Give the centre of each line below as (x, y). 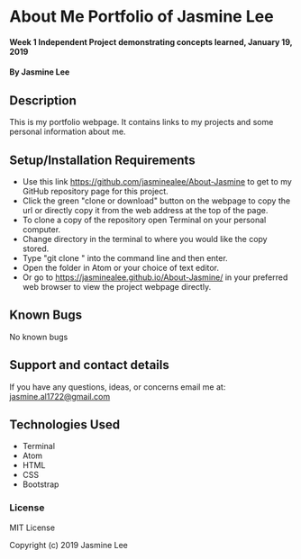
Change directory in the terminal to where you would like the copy (145, 239)
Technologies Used (64, 425)
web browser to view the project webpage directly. (117, 287)
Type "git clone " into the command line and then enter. (125, 258)
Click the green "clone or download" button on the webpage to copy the (156, 201)
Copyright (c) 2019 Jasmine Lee (68, 545)
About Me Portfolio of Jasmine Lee (141, 17)
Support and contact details (89, 365)
